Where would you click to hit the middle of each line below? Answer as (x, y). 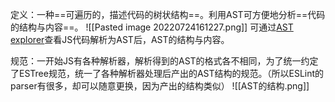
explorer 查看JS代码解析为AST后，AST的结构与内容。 (120, 39)
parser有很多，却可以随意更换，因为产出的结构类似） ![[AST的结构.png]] (160, 86)
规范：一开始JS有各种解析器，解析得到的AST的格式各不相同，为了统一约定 (164, 61)
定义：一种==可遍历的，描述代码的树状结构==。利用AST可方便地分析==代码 (168, 14)
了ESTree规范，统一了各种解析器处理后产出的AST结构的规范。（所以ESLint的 (167, 73)
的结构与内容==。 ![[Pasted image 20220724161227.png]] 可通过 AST (152, 27)
